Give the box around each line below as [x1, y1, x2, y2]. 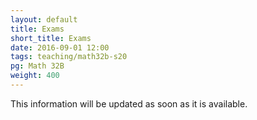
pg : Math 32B [10, 61, 65, 71]
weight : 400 [10, 71, 60, 81]
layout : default [10, 14, 78, 25]
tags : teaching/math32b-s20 [10, 52, 128, 62]
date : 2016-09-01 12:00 [10, 42, 110, 53]
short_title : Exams [10, 33, 92, 43]
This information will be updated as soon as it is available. [10, 97, 248, 110]
